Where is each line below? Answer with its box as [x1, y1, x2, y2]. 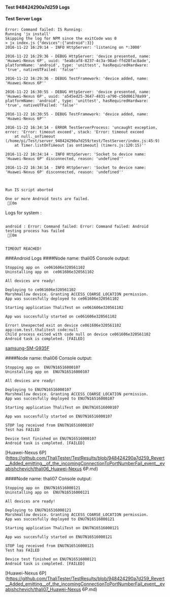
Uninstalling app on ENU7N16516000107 [5, 369, 90, 374]
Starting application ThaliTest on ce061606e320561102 [5, 305, 124, 310]
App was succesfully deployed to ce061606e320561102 [5, 296, 119, 301]
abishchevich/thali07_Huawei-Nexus [5, 586, 81, 592]
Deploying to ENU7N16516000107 [5, 387, 72, 392]
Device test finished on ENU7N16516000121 [5, 556, 96, 562]
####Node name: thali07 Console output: [5, 475, 92, 481]
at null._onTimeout [14, 134, 56, 139]
